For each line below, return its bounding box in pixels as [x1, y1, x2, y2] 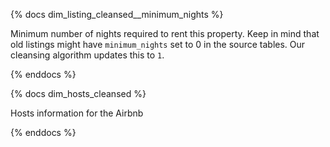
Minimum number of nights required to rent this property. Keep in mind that [10, 28, 320, 39]
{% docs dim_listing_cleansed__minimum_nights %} [10, 9, 224, 20]
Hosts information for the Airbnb [10, 107, 144, 119]
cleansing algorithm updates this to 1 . [10, 49, 165, 61]
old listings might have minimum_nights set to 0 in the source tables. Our [10, 39, 306, 50]
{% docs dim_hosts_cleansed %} [10, 88, 147, 99]
